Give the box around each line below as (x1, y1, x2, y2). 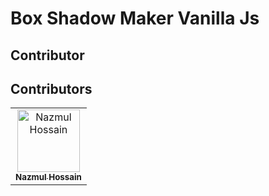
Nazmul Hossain (15, 172, 82, 183)
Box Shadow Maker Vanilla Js (10, 7, 260, 30)
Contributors (10, 80, 93, 97)
